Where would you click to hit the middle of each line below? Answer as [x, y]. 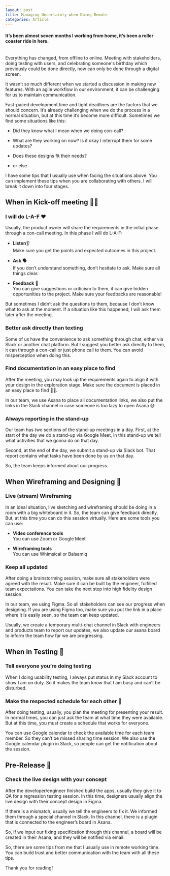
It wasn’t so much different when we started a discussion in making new [81, 84]
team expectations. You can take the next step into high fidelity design [79, 589]
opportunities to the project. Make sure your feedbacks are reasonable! [87, 294]
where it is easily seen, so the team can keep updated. [62, 615]
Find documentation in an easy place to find [60, 368]
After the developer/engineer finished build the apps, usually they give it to [83, 791]
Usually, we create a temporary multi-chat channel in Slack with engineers [83, 625]
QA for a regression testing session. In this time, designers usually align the [84, 796]
